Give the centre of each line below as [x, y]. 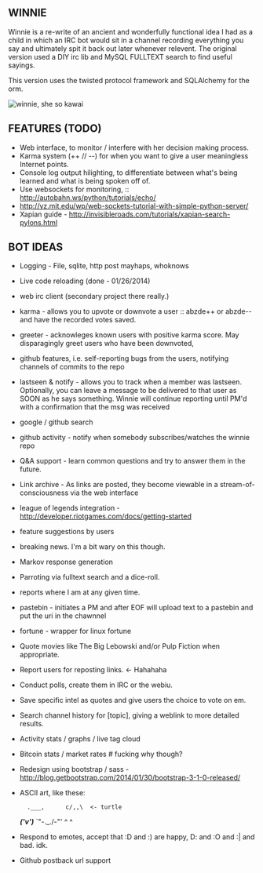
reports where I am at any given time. [80, 592]
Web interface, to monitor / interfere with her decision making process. [134, 147]
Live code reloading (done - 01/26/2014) [85, 281]
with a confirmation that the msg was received [95, 407]
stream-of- [237, 485]
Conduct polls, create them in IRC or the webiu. [96, 685]
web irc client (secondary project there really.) [94, 296]
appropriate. [40, 655]
